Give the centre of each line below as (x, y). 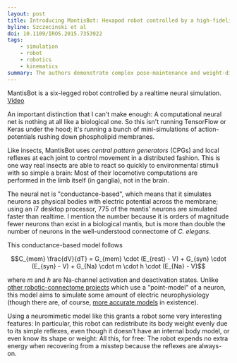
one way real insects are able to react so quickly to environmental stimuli (113, 165)
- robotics (36, 60)
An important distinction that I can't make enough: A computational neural (115, 114)
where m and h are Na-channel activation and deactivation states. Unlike (113, 280)
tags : (15, 40)
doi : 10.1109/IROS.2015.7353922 (55, 33)
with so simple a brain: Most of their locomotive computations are (103, 173)
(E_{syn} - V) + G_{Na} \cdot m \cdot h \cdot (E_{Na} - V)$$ (119, 266)
